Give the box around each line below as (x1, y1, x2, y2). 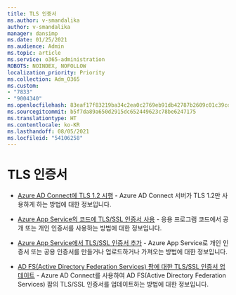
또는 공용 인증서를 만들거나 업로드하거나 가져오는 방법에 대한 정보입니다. (30, 247, 228, 256)
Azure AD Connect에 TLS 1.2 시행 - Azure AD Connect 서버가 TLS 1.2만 (17, 191, 221, 200)
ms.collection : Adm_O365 (7, 75, 80, 83)
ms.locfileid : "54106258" (7, 134, 83, 141)
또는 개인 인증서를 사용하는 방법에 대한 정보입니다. (25, 224, 162, 232)
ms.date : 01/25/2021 (7, 37, 68, 44)
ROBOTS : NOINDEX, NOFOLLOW (7, 63, 86, 70)
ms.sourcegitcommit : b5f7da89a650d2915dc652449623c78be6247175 (7, 108, 197, 115)
